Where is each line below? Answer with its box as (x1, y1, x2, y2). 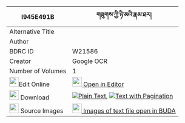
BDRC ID (9, 47, 35, 55)
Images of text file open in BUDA (83, 107, 176, 115)
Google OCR (72, 57, 108, 65)
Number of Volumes (9, 67, 67, 75)
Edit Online (19, 80, 50, 88)
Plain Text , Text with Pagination (78, 91, 173, 100)
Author (9, 38, 29, 45)
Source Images (20, 107, 64, 115)
